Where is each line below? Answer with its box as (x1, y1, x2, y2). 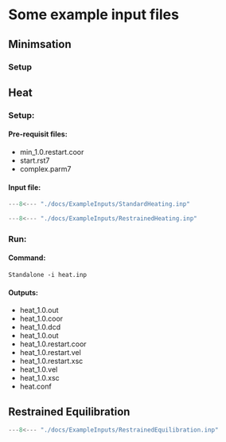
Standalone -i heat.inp (8, 271, 88, 279)
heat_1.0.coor (19, 314, 64, 324)
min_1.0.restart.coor (19, 148, 84, 157)
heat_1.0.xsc (19, 373, 60, 383)
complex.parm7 (19, 164, 72, 174)
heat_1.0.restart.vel (19, 348, 81, 357)
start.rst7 (19, 156, 50, 165)
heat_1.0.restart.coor (19, 339, 87, 349)
